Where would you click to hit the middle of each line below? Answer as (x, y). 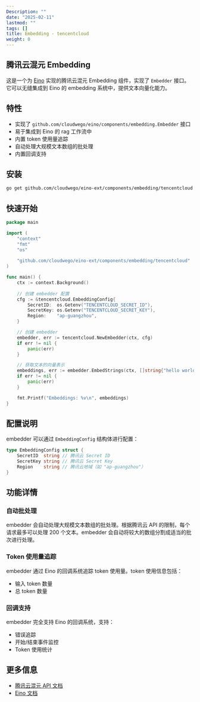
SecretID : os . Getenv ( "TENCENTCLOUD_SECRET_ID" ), (90, 305)
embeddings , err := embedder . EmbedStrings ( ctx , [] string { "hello (98, 371)
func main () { (24, 277)
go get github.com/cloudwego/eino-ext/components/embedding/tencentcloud (100, 188)
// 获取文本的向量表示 (41, 365)
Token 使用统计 (33, 649)
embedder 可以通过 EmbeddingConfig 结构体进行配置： (72, 439)
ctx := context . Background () (53, 283)
